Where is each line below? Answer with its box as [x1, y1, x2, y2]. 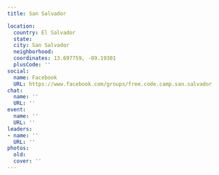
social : [7, 67, 30, 75]
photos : [7, 145, 30, 152]
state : [13, 35, 33, 42]
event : [7, 107, 26, 113]
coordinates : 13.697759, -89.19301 [13, 55, 116, 62]
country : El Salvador [13, 29, 76, 36]
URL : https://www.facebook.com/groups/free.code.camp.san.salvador [13, 80, 213, 87]
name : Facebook [13, 74, 58, 81]
